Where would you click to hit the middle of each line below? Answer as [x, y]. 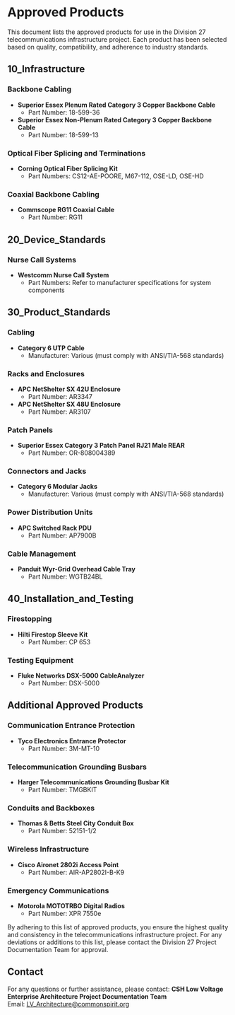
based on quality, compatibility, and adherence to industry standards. [108, 47]
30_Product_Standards [59, 312]
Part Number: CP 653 [59, 642]
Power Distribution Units [50, 512]
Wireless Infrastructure [48, 849]
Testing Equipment [41, 660]
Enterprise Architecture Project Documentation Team [87, 996]
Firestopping [30, 619]
